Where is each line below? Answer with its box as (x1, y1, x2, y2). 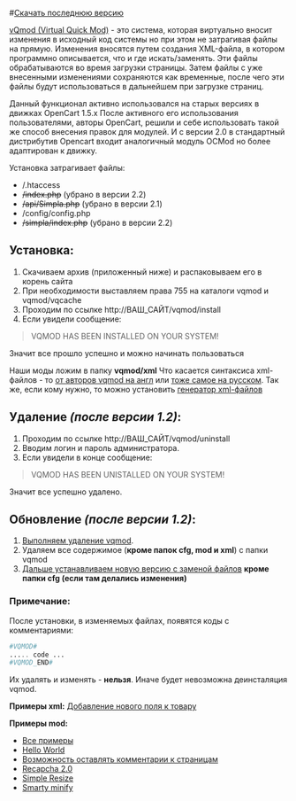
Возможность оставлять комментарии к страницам (21, 754, 219, 765)
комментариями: (9, 625, 73, 635)
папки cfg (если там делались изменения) (21, 573, 187, 584)
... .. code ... (9, 650, 65, 659)
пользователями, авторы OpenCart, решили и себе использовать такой (9, 117, 280, 128)
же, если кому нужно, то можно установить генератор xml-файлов (9, 384, 263, 394)
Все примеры (21, 735, 73, 746)
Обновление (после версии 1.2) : (9, 512, 196, 527)
